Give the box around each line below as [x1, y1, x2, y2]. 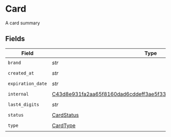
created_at [8, 71, 34, 76]
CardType [51, 122, 76, 129]
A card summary [5, 20, 40, 26]
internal [8, 91, 29, 97]
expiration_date [8, 81, 47, 87]
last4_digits [8, 102, 40, 108]
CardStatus [51, 112, 79, 119]
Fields [5, 35, 25, 43]
